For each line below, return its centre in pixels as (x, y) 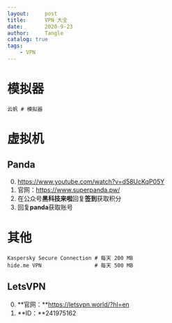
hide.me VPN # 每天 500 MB (70, 265)
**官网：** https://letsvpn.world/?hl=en (73, 304)
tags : (15, 46)
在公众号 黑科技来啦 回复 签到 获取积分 (69, 198)
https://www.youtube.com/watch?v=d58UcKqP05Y (91, 181)
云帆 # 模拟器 (25, 109)
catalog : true (28, 40)
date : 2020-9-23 (40, 26)
